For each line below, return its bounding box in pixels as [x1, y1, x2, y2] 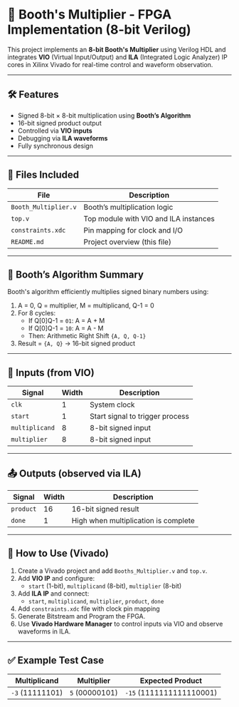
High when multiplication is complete [71, 516, 196, 525]
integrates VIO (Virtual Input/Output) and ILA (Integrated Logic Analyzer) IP [7, 53, 228, 61]
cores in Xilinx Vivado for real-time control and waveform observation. [7, 60, 213, 68]
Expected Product [139, 676, 203, 686]
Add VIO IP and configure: [17, 574, 95, 582]
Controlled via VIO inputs [17, 126, 92, 135]
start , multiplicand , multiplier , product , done [28, 596, 164, 605]
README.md [11, 238, 44, 245]
